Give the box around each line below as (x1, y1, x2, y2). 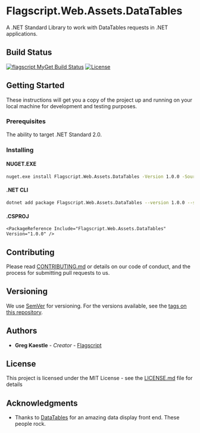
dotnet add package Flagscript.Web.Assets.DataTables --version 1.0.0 (6, 200, 185, 206)
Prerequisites (6, 117, 46, 125)
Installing (6, 146, 34, 154)
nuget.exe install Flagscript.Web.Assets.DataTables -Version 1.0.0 (6, 174, 180, 180)
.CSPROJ (6, 212, 29, 219)
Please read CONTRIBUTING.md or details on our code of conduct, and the (6, 263, 190, 270)
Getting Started (6, 80, 65, 90)
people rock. (14, 421, 46, 428)
